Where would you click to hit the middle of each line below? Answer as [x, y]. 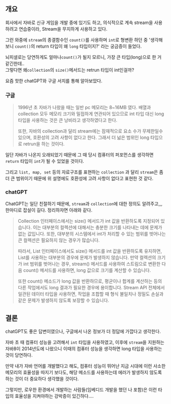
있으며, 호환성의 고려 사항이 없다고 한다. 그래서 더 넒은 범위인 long [83, 138]
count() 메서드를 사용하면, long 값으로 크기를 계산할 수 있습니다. [87, 270]
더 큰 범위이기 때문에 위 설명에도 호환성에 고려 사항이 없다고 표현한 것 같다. [79, 179]
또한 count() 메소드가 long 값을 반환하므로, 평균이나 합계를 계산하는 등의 [90, 281]
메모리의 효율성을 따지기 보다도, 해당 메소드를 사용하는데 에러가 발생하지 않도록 [84, 372]
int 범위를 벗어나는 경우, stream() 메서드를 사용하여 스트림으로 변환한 [92, 264]
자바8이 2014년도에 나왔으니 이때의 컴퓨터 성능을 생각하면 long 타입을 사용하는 [84, 349]
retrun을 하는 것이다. [44, 144]
